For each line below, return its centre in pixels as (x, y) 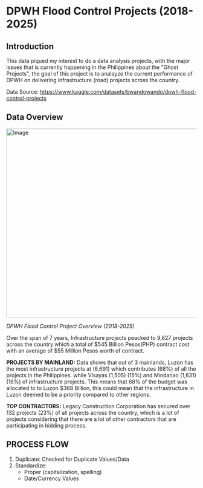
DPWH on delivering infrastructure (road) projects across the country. (93, 80)
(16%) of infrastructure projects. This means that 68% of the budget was (97, 382)
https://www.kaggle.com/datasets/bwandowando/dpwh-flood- (118, 92)
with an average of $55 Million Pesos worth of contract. (76, 350)
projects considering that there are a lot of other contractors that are (91, 419)
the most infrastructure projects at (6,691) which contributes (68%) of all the (101, 369)
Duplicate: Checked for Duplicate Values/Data (72, 459)
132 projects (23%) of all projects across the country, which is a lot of (93, 412)
